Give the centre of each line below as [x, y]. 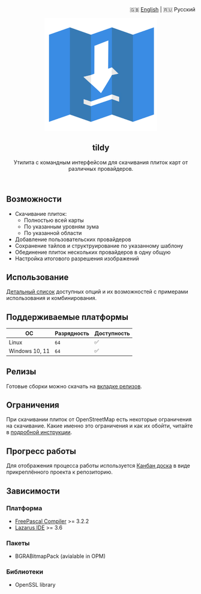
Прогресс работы [41, 451]
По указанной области [53, 233]
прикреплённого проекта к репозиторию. [59, 472]
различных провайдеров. [101, 168]
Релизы [21, 372]
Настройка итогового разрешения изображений [77, 259]
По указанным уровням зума [61, 226]
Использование [37, 277]
